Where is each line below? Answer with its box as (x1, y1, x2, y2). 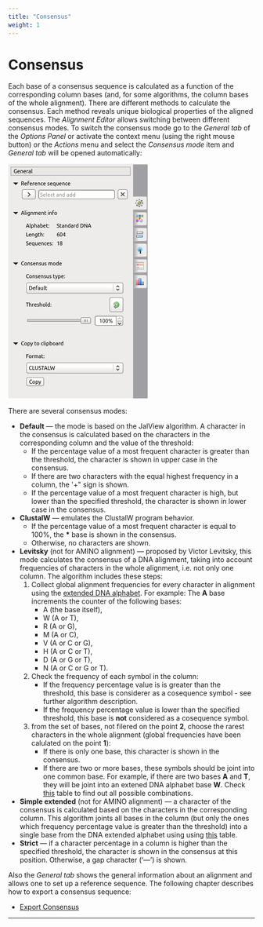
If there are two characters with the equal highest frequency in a (31, 472, 239, 481)
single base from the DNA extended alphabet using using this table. (19, 830, 238, 840)
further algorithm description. (42, 697, 139, 706)
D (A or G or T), (42, 655, 92, 665)
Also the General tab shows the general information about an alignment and (8, 870, 253, 880)
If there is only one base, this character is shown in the (42, 746, 220, 757)
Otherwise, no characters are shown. (31, 538, 151, 548)
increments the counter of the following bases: (31, 597, 182, 606)
